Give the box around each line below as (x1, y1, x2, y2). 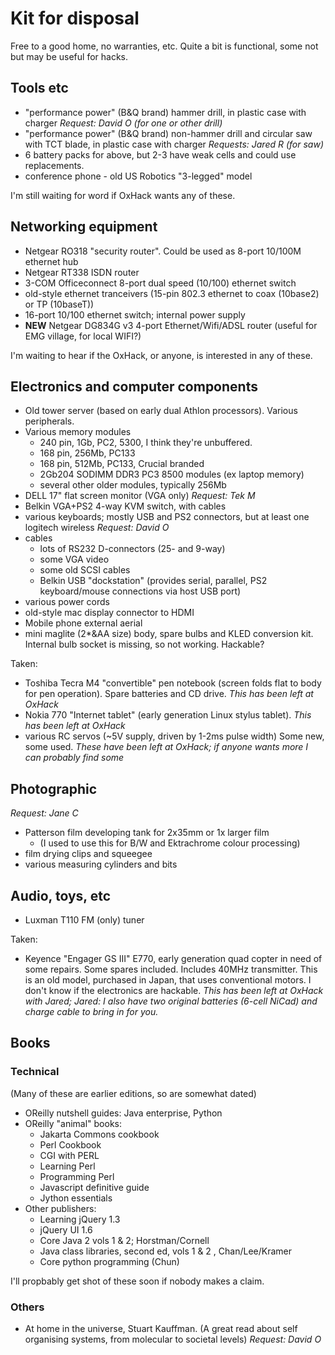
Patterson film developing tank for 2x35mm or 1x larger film (24, 827, 270, 839)
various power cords (24, 596, 110, 608)
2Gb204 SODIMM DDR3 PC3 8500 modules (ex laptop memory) (39, 468, 305, 481)
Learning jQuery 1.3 (39, 1213, 121, 1225)
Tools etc (10, 80, 69, 97)
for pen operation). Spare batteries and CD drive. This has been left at (24, 688, 314, 700)
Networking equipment (10, 218, 158, 236)
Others (10, 1300, 45, 1314)
